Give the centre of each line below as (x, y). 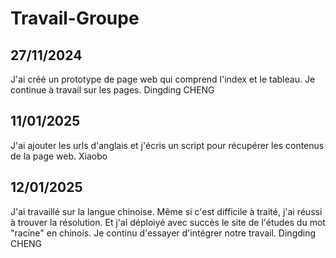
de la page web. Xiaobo (59, 156)
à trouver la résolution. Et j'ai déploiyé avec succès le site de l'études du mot (168, 222)
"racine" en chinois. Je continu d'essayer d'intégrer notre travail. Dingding (163, 233)
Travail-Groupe (75, 18)
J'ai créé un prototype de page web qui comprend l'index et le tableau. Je (163, 79)
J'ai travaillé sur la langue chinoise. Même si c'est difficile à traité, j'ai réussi (166, 211)
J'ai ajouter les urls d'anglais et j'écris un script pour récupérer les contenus (167, 145)
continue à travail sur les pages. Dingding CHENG (112, 90)
